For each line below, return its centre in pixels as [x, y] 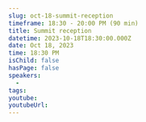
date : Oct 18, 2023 [41, 46]
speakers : [25, 75]
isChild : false [34, 61]
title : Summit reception [50, 31]
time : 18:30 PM [34, 53]
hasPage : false [34, 68]
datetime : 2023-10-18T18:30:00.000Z [70, 38]
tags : [17, 90]
